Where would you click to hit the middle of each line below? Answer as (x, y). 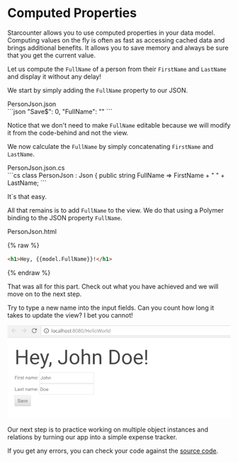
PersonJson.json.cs (36, 167)
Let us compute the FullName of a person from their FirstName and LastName (117, 69)
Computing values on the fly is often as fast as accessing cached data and (116, 40)
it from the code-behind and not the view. (68, 133)
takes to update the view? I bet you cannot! (70, 315)
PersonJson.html (32, 231)
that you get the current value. (51, 55)
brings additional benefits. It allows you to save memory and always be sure (118, 47)
